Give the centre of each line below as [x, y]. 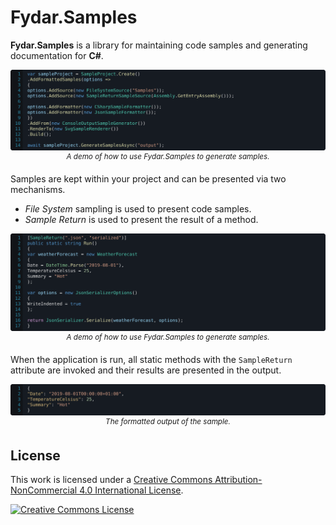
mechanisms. [38, 190]
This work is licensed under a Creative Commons [111, 480]
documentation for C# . [57, 55]
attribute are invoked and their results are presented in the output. [146, 370]
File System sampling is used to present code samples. [138, 209]
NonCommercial [44, 490]
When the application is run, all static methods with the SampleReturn [151, 359]
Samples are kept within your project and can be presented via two [148, 179]
